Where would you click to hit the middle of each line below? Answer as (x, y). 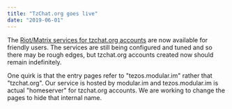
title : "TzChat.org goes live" (53, 14)
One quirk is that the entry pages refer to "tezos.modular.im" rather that (110, 75)
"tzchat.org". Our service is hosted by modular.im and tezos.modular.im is (113, 83)
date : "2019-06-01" (36, 20)
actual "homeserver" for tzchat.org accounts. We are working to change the (116, 90)
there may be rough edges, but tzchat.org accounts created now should (110, 54)
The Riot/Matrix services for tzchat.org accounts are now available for (108, 40)
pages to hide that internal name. (55, 97)
